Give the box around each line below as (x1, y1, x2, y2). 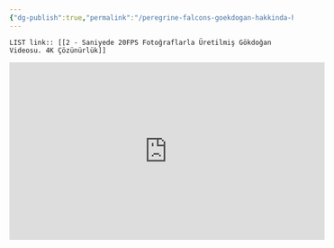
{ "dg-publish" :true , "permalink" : (9, 13, 135, 23)
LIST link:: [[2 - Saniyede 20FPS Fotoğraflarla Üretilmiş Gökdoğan (9, 38, 272, 47)
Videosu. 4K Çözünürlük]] (9, 46, 106, 55)
